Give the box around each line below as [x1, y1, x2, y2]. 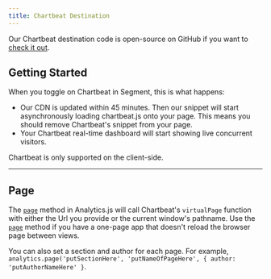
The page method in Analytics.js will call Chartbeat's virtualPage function [8, 205, 252, 214]
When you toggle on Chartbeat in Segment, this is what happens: [8, 87, 225, 97]
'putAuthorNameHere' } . [8, 262, 87, 272]
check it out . [8, 42, 50, 52]
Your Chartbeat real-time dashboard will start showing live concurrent [19, 128, 252, 138]
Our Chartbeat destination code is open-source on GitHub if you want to [8, 34, 248, 44]
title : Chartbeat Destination [8, 11, 110, 20]
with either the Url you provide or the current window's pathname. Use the [8, 214, 256, 223]
